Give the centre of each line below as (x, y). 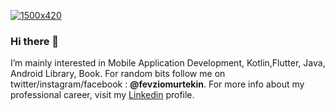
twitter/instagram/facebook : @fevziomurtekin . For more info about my (157, 84)
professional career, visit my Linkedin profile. (102, 95)
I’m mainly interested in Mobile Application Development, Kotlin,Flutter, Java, (168, 63)
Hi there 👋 (35, 41)
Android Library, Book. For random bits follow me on (118, 74)
